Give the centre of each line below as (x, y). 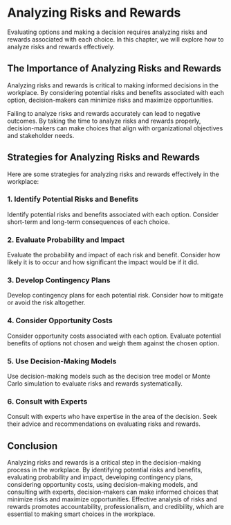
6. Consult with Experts (47, 402)
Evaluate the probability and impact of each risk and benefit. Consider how (114, 255)
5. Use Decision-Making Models (62, 361)
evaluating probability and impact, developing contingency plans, (100, 477)
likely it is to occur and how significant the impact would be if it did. (103, 262)
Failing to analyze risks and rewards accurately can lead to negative (104, 113)
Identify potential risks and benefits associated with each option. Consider (113, 214)
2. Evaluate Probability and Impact (66, 239)
